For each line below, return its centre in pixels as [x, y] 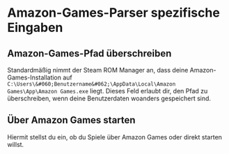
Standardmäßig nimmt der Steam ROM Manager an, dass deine [98, 70]
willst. [16, 144]
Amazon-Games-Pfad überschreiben [89, 53]
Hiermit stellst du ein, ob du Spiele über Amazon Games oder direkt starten [115, 137]
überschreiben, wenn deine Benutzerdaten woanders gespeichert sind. [109, 98]
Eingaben [35, 28]
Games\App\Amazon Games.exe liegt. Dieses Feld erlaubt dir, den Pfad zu [108, 91]
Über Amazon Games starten [71, 120]
